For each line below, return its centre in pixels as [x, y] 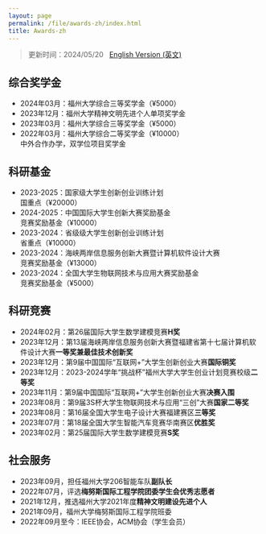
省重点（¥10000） [50, 243]
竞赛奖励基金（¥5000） [59, 283]
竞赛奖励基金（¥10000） [61, 223]
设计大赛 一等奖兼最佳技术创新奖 [80, 352]
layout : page [30, 16]
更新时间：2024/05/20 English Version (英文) [105, 55]
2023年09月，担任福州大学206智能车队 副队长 [96, 481]
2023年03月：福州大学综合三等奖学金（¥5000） [100, 124]
